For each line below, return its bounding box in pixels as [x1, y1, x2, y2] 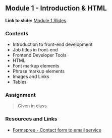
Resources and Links [5, 115, 58, 122]
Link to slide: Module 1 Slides [5, 17, 67, 23]
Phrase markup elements [12, 68, 65, 75]
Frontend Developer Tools [12, 52, 67, 58]
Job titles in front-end [12, 47, 58, 53]
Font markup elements [12, 63, 60, 69]
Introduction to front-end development [12, 41, 93, 47]
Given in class [17, 103, 47, 109]
